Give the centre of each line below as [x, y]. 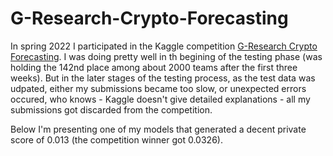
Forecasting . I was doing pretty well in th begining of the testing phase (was [166, 56]
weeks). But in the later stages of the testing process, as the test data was [163, 78]
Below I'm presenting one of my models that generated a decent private [158, 129]
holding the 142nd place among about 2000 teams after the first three [154, 67]
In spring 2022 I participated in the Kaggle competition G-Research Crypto [164, 46]
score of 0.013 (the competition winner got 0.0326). [116, 139]
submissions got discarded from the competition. [111, 109]
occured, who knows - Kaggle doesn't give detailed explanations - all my [160, 99]
